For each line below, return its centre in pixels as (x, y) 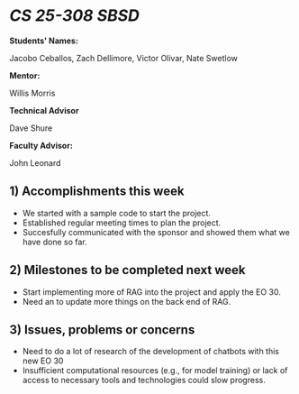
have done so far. (54, 242)
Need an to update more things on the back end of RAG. (127, 301)
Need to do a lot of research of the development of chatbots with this (150, 352)
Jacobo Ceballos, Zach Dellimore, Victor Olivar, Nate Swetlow (124, 58)
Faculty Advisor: (41, 145)
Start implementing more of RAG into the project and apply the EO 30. (151, 292)
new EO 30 (43, 361)
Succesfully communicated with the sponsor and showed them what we (156, 232)
